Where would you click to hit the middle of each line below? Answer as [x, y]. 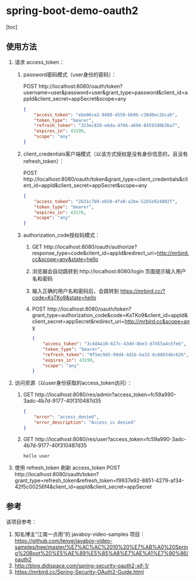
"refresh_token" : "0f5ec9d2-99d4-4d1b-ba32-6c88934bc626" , [116, 355]
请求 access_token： [39, 62]
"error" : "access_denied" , [67, 417]
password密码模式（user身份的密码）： [70, 74]
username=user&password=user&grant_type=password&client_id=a [105, 92]
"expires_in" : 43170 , [60, 212]
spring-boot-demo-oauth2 [72, 11]
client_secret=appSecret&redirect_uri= [78, 322]
